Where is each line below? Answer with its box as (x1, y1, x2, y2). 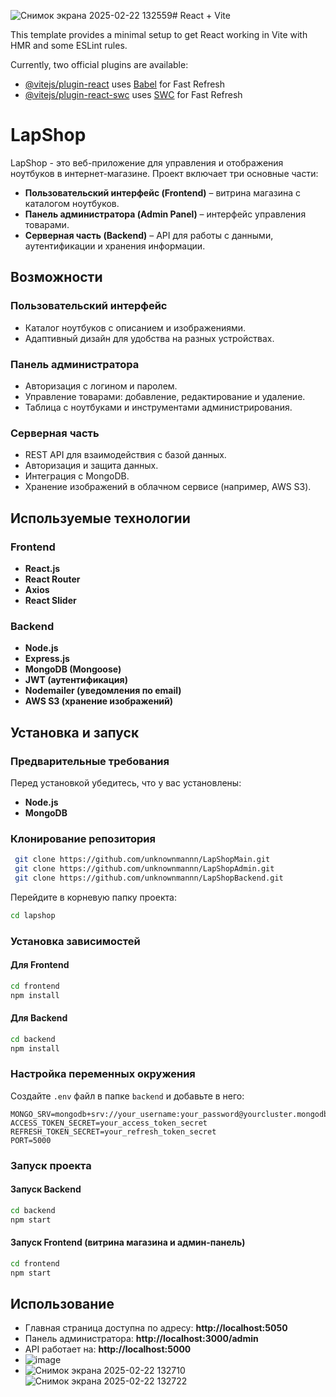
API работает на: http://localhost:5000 (24, 1343, 192, 1355)
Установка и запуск (10, 724, 140, 741)
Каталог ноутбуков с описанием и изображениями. (24, 321, 247, 334)
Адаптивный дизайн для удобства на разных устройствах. (24, 332, 275, 344)
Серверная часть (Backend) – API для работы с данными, (24, 229, 274, 241)
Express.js (24, 653, 70, 665)
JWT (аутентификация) (24, 674, 128, 686)
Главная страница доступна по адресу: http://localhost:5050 (24, 1322, 288, 1334)
